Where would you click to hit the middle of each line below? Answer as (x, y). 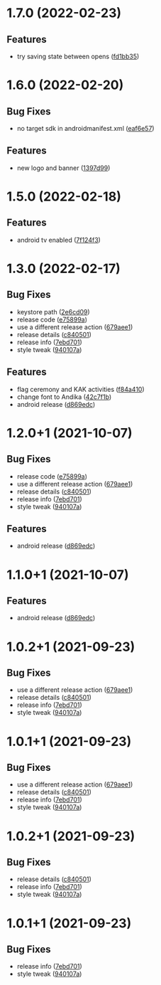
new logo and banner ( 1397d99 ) (63, 168)
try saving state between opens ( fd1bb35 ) (78, 56)
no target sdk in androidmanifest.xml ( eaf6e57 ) (85, 128)
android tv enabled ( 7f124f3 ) (59, 240)
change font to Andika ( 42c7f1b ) (64, 397)
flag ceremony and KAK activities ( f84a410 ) (80, 389)
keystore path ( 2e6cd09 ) (53, 312)
